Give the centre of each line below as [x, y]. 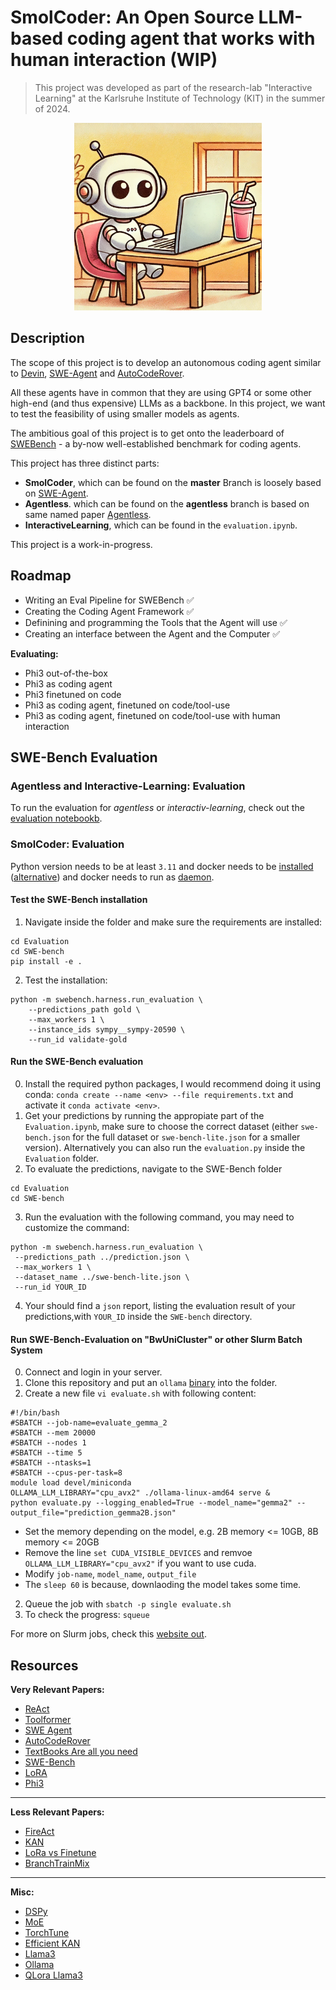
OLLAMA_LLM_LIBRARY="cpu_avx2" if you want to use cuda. [140, 1563]
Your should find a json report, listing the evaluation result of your [160, 1305]
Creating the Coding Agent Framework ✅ [109, 611]
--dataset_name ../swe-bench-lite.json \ [102, 1277]
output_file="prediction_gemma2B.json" [93, 1513]
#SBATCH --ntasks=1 [51, 1463]
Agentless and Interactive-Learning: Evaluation [128, 786]
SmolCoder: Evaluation [67, 844]
